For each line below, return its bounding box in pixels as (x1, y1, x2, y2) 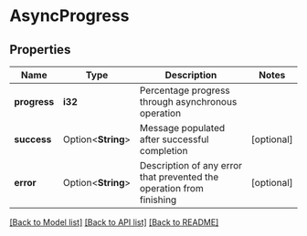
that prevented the (139, 170, 219, 183)
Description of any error (139, 159, 243, 171)
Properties (9, 42, 71, 57)
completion (139, 145, 188, 157)
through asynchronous (139, 96, 238, 108)
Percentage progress (139, 84, 230, 97)
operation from (139, 182, 204, 194)
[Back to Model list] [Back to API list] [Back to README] (9, 217, 219, 228)
